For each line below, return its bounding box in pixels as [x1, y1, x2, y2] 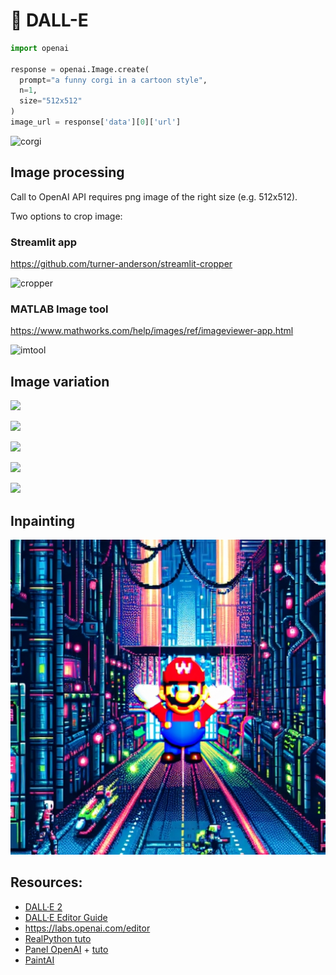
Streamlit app [10, 235, 78, 249]
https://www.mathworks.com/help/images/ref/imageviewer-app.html [10, 325, 294, 337]
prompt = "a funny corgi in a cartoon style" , [19, 75, 208, 85]
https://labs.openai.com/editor [24, 922, 151, 934]
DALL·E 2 [24, 900, 63, 913]
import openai [10, 43, 70, 53]
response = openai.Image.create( [10, 64, 150, 74]
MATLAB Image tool [10, 302, 109, 316]
